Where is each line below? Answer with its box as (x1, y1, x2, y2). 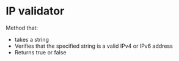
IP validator (5, 4, 65, 18)
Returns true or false (14, 48, 67, 56)
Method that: (5, 24, 38, 31)
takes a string (14, 36, 49, 43)
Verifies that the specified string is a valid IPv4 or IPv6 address (14, 42, 174, 50)
